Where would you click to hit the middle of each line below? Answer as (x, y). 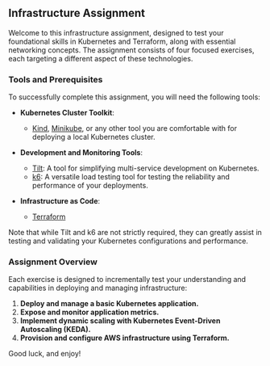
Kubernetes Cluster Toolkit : (67, 113)
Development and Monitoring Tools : (81, 153)
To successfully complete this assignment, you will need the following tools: (134, 97)
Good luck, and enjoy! (45, 354)
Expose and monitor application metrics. (89, 312)
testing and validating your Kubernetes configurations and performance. (128, 241)
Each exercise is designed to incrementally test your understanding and (127, 280)
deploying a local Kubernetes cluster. (93, 137)
